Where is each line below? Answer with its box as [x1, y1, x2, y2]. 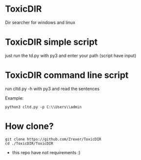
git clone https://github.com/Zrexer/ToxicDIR [5, 137, 101, 142]
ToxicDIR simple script [5, 36, 98, 48]
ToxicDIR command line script [5, 70, 129, 81]
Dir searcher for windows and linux [5, 19, 76, 25]
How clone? [5, 121, 54, 132]
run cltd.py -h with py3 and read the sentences [5, 86, 100, 91]
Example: [5, 95, 24, 101]
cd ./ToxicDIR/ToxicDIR [5, 141, 54, 146]
